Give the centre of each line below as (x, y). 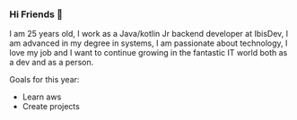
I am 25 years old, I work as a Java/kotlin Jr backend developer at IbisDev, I (149, 34)
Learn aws (42, 97)
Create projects (51, 107)
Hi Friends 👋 (36, 14)
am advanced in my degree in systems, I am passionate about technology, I (148, 43)
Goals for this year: (44, 80)
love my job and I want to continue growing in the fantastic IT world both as (148, 53)
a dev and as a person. (52, 63)
